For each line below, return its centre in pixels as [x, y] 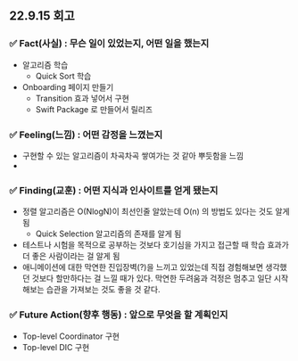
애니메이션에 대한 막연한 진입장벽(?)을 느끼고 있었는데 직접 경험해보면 [143, 267]
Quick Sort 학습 [63, 76]
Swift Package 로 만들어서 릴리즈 [94, 109]
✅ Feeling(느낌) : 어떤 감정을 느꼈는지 [86, 135]
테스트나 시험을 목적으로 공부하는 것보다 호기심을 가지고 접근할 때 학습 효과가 [156, 245]
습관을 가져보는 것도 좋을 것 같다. [103, 290]
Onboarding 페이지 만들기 [68, 86]
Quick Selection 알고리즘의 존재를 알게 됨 [108, 234]
